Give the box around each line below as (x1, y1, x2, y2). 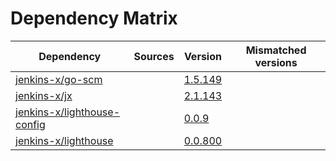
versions (254, 55, 298, 69)
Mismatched (245, 43, 307, 57)
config (15, 117, 46, 131)
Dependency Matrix (10, 7, 178, 30)
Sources (133, 49, 175, 63)
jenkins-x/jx (15, 88, 73, 102)
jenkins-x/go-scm (15, 72, 103, 86)
